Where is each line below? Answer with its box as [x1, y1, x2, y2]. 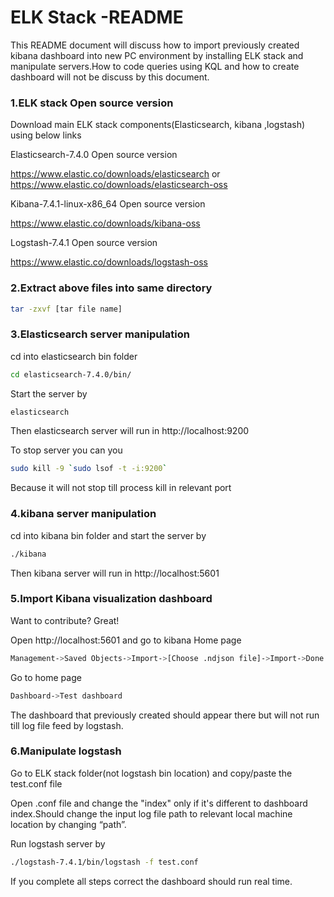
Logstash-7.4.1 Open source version [10, 237, 158, 249]
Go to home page [10, 671, 82, 683]
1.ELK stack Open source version [10, 96, 174, 110]
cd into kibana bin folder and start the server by [10, 529, 207, 541]
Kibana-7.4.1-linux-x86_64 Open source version [10, 198, 206, 210]
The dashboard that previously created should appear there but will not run [10, 709, 320, 721]
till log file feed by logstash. [10, 719, 124, 731]
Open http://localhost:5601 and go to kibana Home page [10, 634, 242, 646]
